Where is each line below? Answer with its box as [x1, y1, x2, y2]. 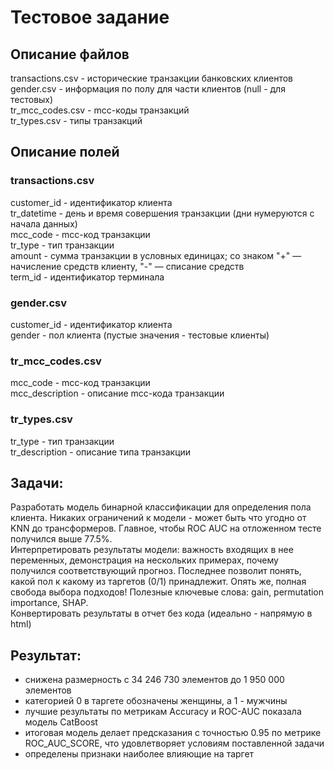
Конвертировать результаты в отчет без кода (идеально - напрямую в [10, 607, 313, 620]
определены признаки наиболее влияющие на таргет [24, 748, 255, 760]
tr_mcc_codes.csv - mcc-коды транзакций [10, 104, 190, 116]
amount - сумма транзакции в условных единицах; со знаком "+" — [10, 249, 302, 261]
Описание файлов [10, 46, 130, 63]
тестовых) [10, 94, 54, 105]
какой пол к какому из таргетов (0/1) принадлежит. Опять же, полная [10, 576, 307, 588]
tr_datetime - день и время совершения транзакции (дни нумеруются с [10, 207, 315, 219]
